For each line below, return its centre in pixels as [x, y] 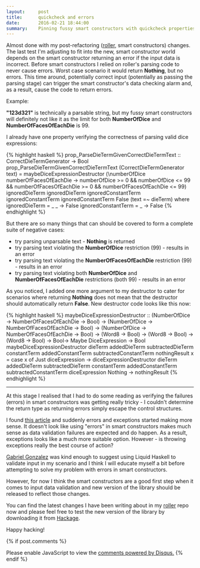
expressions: [22, 143]
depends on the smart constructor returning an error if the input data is [93, 58]
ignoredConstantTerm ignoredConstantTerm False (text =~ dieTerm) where [98, 199]
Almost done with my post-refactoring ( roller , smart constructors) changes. [98, 45]
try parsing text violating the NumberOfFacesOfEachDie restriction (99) [103, 261]
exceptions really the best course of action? [60, 446]
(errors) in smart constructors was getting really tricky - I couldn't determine [100, 402]
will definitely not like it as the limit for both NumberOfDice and [84, 119]
